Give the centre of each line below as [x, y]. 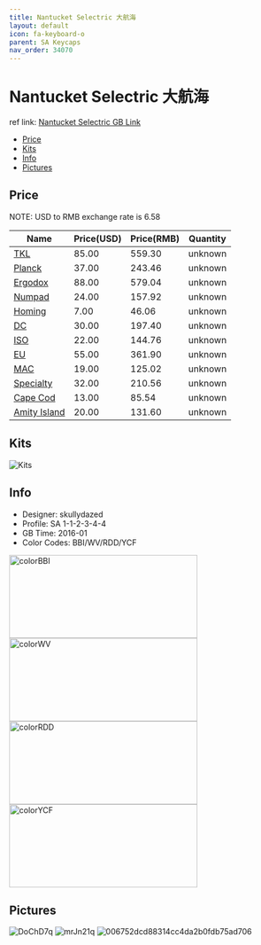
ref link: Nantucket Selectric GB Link [75, 122]
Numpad [32, 296]
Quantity [208, 238]
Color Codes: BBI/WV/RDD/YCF [79, 543]
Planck [28, 268]
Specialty [33, 383]
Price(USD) [98, 238]
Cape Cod [35, 397]
